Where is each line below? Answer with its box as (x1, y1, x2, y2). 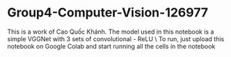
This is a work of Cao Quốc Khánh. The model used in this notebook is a (7, 27, 214, 36)
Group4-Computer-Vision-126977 (7, 5, 209, 21)
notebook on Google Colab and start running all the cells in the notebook (7, 42, 216, 50)
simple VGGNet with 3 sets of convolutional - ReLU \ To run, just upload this (7, 34, 225, 43)
